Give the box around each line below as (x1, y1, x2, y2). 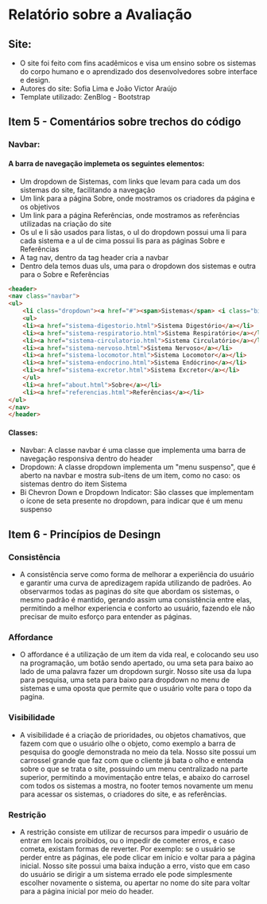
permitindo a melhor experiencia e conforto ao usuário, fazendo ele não (19, 603, 256, 614)
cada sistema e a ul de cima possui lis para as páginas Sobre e (19, 236, 226, 245)
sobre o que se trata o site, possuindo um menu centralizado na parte (19, 764, 249, 773)
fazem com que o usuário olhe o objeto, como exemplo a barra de (19, 738, 236, 748)
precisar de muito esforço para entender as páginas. (19, 612, 192, 621)
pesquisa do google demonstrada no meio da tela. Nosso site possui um (19, 746, 257, 757)
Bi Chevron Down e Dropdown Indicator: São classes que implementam (19, 488, 254, 497)
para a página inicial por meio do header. (19, 886, 154, 896)
